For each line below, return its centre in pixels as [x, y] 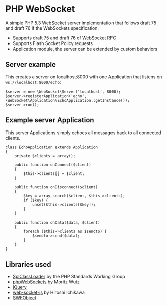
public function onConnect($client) [53, 165]
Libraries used [28, 264]
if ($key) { [36, 200]
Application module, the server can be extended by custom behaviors [85, 49]
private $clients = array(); [45, 156]
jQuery [19, 287]
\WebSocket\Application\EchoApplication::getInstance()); [67, 100]
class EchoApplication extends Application [52, 147]
